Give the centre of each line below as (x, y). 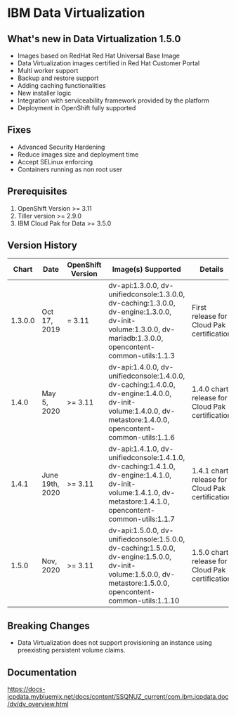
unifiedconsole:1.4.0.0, (147, 376)
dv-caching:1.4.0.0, (142, 385)
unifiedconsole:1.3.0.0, (147, 294)
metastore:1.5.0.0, (139, 583)
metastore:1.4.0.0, (139, 420)
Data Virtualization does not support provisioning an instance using (114, 643)
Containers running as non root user (70, 169)
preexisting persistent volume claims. (71, 650)
